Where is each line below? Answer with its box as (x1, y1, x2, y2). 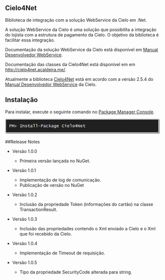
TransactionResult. (19, 207, 57, 212)
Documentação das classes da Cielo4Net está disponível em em (5, 61, 136, 67)
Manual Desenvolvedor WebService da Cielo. (5, 81, 97, 87)
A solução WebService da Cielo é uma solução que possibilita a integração (5, 27, 157, 33)
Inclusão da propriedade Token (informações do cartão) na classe (19, 202, 153, 208)
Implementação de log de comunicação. (19, 177, 101, 183)
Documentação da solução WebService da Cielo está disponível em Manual (5, 46, 158, 52)
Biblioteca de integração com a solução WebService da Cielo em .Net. (5, 17, 147, 23)
